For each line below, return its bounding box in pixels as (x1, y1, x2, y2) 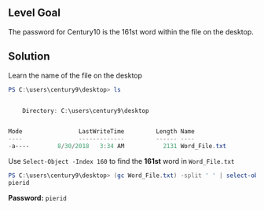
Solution (8, 50, 50, 63)
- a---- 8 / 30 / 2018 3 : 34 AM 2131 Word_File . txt (8, 143, 227, 150)
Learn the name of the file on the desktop (8, 71, 143, 80)
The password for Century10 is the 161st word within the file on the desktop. (8, 27, 254, 36)
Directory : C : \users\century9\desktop (22, 107, 149, 114)
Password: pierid (8, 193, 67, 202)
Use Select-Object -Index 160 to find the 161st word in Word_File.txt (8, 157, 235, 165)
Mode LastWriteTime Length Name (8, 128, 195, 136)
